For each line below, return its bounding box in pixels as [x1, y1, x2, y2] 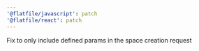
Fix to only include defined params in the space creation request [6, 36, 193, 44]
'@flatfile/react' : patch [6, 17, 82, 24]
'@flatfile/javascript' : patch [6, 10, 98, 17]
